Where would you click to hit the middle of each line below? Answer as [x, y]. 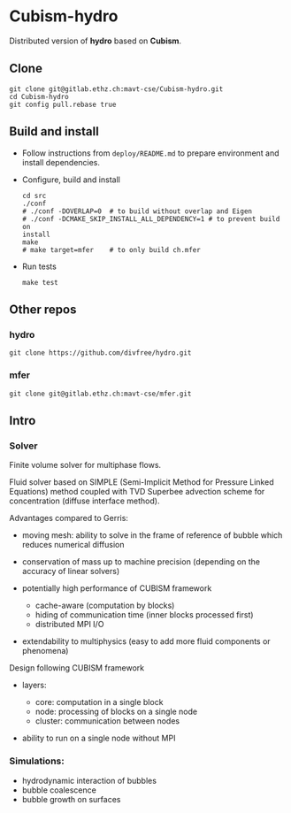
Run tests [39, 266]
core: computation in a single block [99, 702]
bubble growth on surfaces [71, 799]
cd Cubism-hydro [39, 96]
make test [40, 282]
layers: [34, 685]
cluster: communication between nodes [107, 721]
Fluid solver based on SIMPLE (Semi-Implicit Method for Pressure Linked [142, 482]
